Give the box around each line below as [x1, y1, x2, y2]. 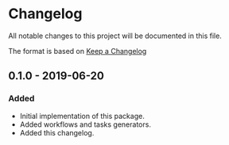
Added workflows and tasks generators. [19, 120, 151, 129]
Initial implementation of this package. [19, 111, 145, 120]
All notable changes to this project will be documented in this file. [8, 31, 223, 40]
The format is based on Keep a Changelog [8, 46, 147, 55]
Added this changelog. [19, 128, 95, 137]
